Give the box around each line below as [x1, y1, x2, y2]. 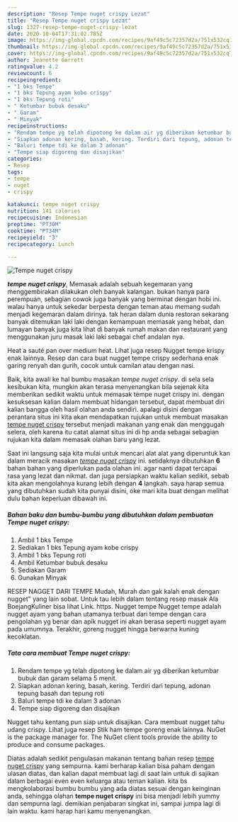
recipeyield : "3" [7, 234, 59, 241]
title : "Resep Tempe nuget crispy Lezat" [7, 17, 132, 24]
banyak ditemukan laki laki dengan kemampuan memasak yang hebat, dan [7, 317, 225, 326]
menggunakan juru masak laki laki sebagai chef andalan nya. [7, 332, 185, 341]
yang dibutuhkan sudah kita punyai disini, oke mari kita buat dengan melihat [7, 487, 229, 495]
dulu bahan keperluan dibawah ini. [7, 494, 108, 503]
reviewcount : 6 [7, 69, 52, 77]
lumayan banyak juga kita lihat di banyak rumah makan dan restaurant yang [7, 325, 228, 334]
